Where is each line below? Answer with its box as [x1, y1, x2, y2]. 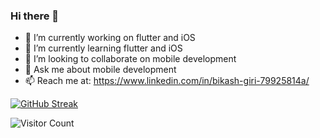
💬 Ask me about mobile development [24, 64, 177, 76]
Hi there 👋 [10, 9, 60, 23]
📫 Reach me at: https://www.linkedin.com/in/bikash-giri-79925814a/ [24, 75, 310, 87]
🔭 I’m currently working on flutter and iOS [24, 32, 196, 44]
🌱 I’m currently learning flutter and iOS [24, 42, 183, 54]
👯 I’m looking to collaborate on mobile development [24, 53, 237, 65]
